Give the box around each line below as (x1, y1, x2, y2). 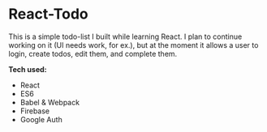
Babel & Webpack (19, 97, 80, 107)
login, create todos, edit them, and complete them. (8, 49, 178, 58)
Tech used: (8, 64, 47, 74)
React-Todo (8, 5, 88, 23)
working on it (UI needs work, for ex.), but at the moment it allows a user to (8, 40, 259, 49)
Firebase (19, 106, 50, 116)
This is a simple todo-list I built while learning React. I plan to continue (8, 32, 243, 41)
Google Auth (19, 114, 62, 124)
